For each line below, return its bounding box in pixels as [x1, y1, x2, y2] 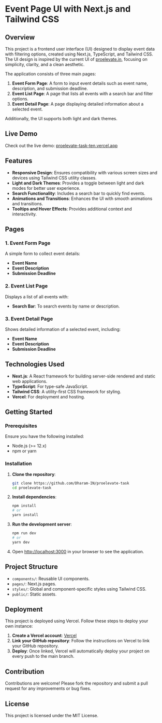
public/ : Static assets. [12, 591, 57, 597]
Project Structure [5, 563, 58, 571]
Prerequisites [5, 422, 37, 429]
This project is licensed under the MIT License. [5, 712, 99, 718]
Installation [5, 460, 32, 467]
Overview [5, 33, 35, 41]
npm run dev [12, 531, 36, 536]
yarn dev [12, 540, 30, 544]
